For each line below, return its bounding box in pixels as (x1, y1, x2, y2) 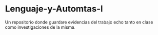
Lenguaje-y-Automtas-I (5, 3, 103, 14)
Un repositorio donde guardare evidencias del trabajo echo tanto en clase (5, 19, 154, 25)
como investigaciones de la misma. (5, 24, 76, 30)
